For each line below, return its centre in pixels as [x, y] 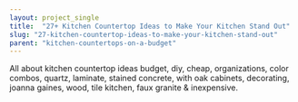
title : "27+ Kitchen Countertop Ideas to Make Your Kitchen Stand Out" [150, 26]
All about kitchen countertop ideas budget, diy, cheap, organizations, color [149, 69]
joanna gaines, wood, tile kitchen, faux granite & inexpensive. [124, 88]
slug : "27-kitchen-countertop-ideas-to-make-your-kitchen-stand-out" [144, 34]
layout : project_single [55, 18]
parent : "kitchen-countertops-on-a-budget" [93, 43]
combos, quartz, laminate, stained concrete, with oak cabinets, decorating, [149, 79]
